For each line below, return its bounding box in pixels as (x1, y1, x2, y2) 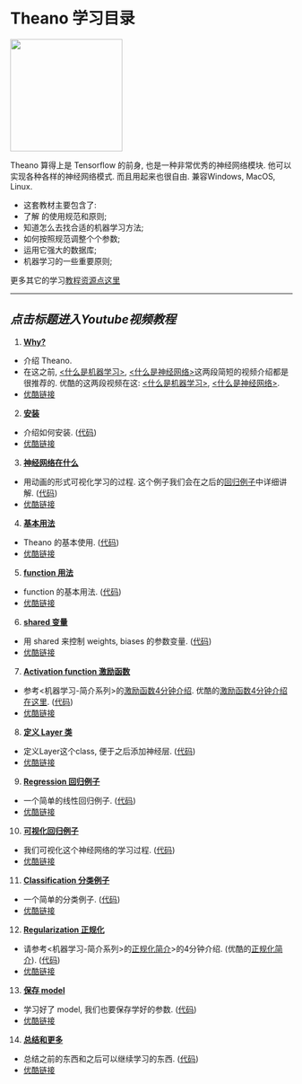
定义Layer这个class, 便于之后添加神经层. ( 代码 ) (22, 745, 196, 756)
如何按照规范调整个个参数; (22, 233, 121, 243)
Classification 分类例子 (22, 875, 110, 886)
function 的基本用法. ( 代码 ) (22, 586, 122, 597)
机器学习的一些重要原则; (22, 255, 113, 266)
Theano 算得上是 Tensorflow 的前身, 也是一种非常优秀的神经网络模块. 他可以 (10, 159, 292, 171)
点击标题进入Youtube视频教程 (10, 312, 177, 328)
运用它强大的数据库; (22, 244, 98, 255)
